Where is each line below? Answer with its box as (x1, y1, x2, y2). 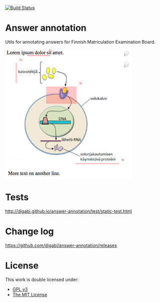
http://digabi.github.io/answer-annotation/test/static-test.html (5, 208, 132, 214)
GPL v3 (12, 286, 28, 292)
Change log (5, 226, 54, 237)
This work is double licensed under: (5, 276, 79, 282)
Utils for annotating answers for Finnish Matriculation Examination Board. (5, 39, 156, 45)
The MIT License (12, 291, 47, 297)
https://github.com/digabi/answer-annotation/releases (5, 242, 117, 248)
